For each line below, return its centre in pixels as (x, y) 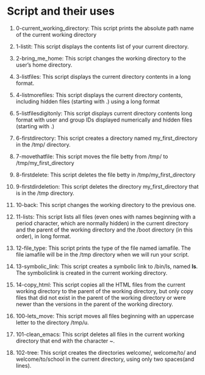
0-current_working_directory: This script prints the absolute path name (105, 28)
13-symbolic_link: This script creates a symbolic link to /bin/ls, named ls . (107, 266)
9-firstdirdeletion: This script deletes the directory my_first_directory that (107, 186)
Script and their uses (61, 11)
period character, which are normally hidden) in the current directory (102, 223)
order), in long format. (43, 236)
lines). (23, 365)
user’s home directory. (44, 65)
